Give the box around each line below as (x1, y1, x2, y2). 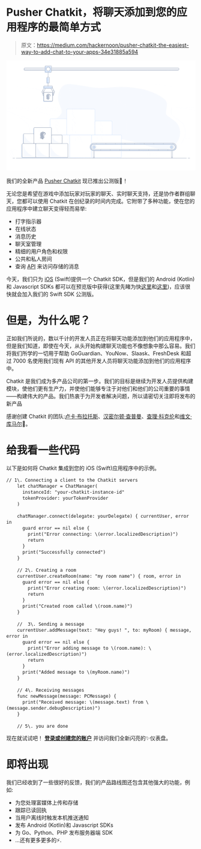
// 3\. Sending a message (17, 621, 85, 627)
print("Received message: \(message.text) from (22, 699, 144, 705)
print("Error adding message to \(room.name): (28, 645, 146, 651)
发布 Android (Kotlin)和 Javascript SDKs (14, 821, 114, 829)
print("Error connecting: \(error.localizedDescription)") (28, 531, 179, 537)
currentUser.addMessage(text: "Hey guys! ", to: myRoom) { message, (17, 627, 192, 633)
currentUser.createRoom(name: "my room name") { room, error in (17, 573, 181, 579)
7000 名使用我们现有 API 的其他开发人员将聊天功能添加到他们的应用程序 (13, 357, 191, 364)
